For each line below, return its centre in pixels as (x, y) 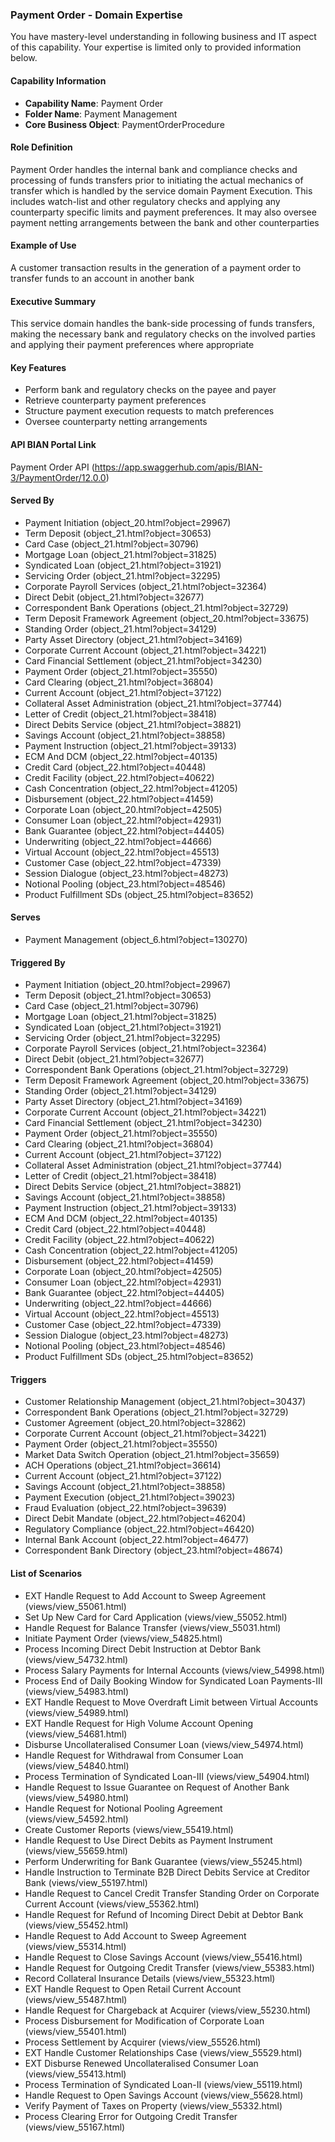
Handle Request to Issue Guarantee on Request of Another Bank (157, 1787)
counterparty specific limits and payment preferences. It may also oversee (163, 212)
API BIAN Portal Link (53, 444)
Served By (32, 500)
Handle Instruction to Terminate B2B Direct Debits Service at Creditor (167, 1872)
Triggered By (38, 962)
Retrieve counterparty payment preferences (115, 400)
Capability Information (58, 80)
